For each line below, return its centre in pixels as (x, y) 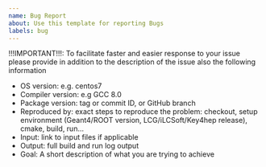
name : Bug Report (37, 16)
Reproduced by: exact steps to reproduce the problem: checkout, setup (139, 112)
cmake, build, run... (52, 128)
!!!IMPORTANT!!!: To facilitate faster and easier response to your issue (124, 54)
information (27, 71)
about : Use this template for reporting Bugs (86, 23)
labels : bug (28, 31)
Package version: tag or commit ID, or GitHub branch (108, 103)
